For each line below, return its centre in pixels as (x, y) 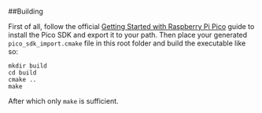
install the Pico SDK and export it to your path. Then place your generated (128, 35)
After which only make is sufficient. (64, 101)
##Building (26, 11)
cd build (22, 73)
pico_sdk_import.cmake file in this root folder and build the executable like (127, 43)
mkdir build (28, 66)
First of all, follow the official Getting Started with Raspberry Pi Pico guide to (131, 26)
